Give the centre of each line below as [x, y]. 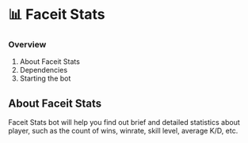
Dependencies [44, 70]
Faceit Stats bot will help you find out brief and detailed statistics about [124, 122]
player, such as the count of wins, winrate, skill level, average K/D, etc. [123, 131]
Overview [27, 45]
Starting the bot [45, 78]
